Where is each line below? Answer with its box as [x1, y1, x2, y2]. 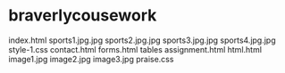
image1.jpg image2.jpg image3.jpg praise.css [8, 53, 174, 64]
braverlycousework [8, 5, 157, 26]
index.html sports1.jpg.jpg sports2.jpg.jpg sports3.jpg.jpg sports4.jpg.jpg [8, 35, 276, 45]
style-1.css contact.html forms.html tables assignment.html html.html [8, 44, 263, 54]
